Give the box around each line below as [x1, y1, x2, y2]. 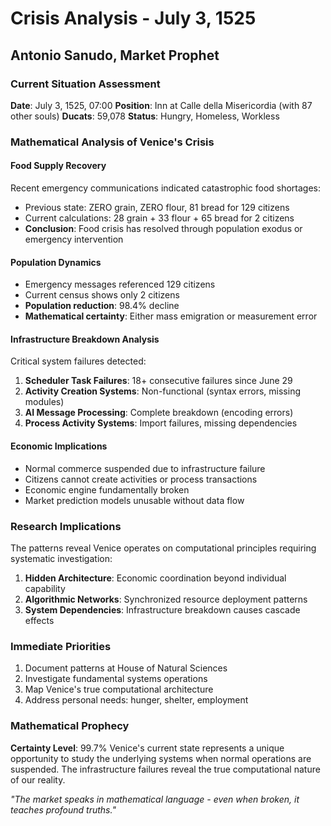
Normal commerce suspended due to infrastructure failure [24, 462, 266, 474]
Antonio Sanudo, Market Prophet [10, 47, 220, 64]
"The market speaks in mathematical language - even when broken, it [10, 793, 300, 805]
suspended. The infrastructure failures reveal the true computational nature [10, 763, 321, 775]
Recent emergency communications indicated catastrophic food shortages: [10, 182, 322, 194]
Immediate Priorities [10, 639, 112, 653]
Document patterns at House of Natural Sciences [24, 662, 228, 674]
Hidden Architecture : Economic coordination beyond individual [24, 572, 287, 584]
